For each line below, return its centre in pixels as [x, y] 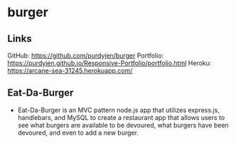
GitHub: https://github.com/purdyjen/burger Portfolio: [86, 55]
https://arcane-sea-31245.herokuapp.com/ [70, 71]
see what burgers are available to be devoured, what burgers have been [123, 125]
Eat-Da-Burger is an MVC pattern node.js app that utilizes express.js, [119, 110]
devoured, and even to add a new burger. [78, 133]
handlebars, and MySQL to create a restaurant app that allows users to [121, 117]
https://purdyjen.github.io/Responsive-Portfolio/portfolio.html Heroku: [109, 63]
